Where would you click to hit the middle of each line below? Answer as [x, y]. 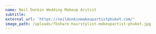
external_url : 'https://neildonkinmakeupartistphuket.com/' [70, 19]
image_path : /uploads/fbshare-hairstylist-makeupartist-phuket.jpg [78, 24]
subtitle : [16, 14]
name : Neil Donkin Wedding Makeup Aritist [51, 10]
